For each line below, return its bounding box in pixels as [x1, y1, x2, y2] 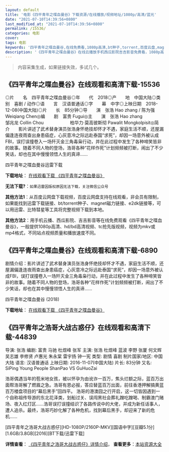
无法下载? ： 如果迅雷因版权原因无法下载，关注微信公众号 [5, 183, 109, 189]
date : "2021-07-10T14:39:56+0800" [5, 17, 78, 22]
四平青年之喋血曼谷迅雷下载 [5, 162, 63, 168]
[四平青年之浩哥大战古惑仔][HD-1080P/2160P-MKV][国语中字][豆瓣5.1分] [5, 424, 155, 430]
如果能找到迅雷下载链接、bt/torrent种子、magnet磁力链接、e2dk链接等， [5, 200, 157, 207]
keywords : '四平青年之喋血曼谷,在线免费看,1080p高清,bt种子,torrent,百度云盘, [5, 45, 157, 50]
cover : [5, 36, 19, 41]
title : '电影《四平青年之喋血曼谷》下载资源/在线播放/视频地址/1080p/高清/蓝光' [5, 12, 157, 17]
